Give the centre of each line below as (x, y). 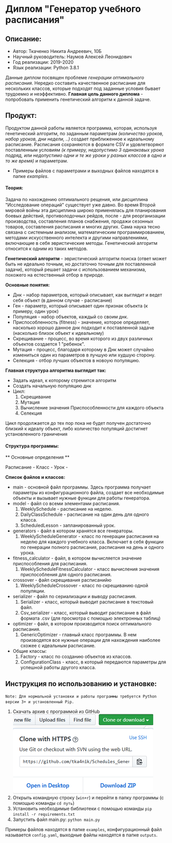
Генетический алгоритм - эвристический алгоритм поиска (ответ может (86, 259)
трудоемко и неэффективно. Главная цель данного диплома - (74, 94)
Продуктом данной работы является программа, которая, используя (81, 128)
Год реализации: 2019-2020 (43, 62)
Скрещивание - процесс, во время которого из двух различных (83, 339)
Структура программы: (32, 446)
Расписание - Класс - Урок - (37, 467)
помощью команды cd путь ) (44, 803)
